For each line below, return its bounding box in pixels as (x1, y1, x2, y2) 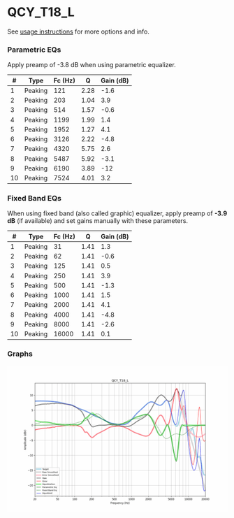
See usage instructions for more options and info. (7, 27, 150, 36)
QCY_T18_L (7, 4, 75, 20)
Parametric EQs (7, 45, 61, 55)
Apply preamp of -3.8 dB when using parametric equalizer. (7, 61, 176, 69)
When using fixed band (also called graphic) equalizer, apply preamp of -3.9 (7, 209, 228, 217)
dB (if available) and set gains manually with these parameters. (7, 217, 189, 225)
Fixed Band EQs (7, 193, 61, 203)
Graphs (7, 349, 33, 359)
